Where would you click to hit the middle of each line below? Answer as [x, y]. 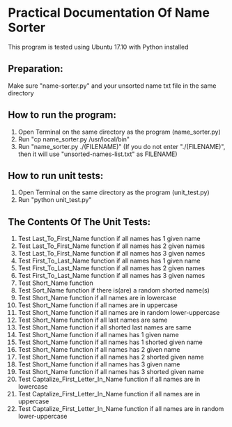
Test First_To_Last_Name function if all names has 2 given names [111, 268]
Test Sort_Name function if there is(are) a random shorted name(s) [114, 290]
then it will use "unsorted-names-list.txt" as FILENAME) [98, 154]
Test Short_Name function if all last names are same [93, 320]
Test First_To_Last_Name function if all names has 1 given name [109, 261]
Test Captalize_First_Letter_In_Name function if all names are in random [121, 409]
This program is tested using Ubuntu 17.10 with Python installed [98, 47]
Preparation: [36, 69]
